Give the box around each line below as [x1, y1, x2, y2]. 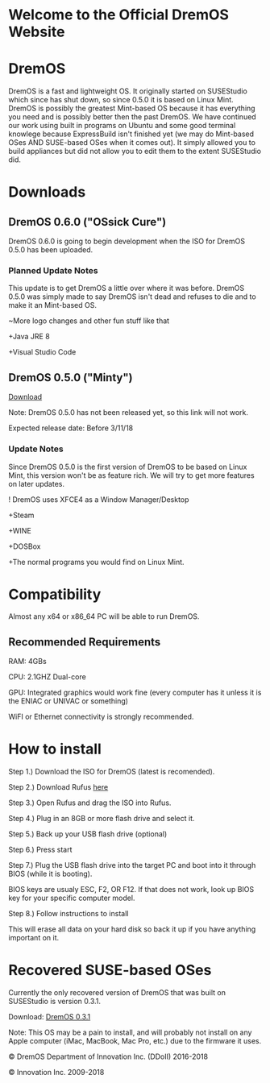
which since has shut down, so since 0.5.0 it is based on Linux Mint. [8, 95, 234, 105]
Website [8, 23, 65, 41]
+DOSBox [8, 541, 41, 551]
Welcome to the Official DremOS [8, 6, 230, 24]
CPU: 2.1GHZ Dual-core [8, 672, 86, 682]
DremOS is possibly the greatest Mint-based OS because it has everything [8, 103, 255, 114]
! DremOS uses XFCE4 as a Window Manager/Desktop [8, 494, 189, 504]
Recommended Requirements [8, 635, 161, 649]
